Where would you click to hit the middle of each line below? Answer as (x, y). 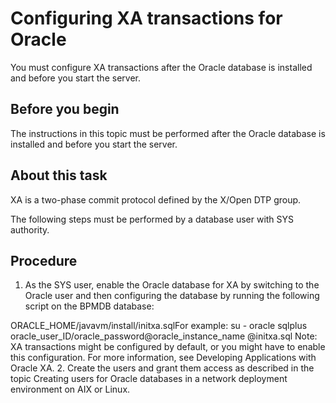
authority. (30, 229)
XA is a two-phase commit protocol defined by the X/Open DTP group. (156, 199)
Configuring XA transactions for (146, 18)
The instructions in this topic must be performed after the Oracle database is (168, 133)
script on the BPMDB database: (89, 306)
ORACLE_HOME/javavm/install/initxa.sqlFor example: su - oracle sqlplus (159, 326)
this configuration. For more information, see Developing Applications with (163, 358)
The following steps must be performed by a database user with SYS (152, 219)
